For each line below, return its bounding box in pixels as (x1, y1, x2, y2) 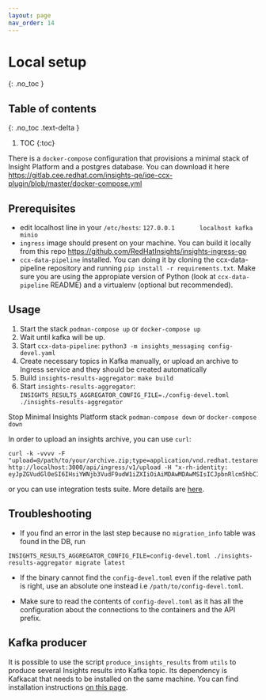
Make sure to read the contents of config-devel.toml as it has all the (19, 596, 244, 606)
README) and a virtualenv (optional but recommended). (50, 280, 234, 289)
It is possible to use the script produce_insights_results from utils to (8, 657, 237, 667)
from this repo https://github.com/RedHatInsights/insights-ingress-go (19, 247, 247, 256)
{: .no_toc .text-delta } (8, 123, 80, 133)
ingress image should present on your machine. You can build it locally (19, 238, 252, 248)
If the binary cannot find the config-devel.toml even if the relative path (19, 573, 252, 582)
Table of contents (8, 102, 97, 115)
